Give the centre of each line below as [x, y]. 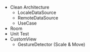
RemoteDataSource [38, 18]
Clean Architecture [30, 7]
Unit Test [19, 34]
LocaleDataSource [37, 12]
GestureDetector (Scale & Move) [51, 44]
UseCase [27, 23]
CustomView [23, 39]
